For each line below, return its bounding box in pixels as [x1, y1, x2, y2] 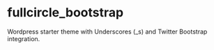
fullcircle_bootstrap [7, 5, 124, 21]
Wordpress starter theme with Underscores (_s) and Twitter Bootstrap [7, 27, 208, 36]
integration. [7, 34, 40, 42]
